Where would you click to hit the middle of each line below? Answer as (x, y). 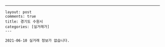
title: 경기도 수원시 (24, 22)
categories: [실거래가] (27, 27)
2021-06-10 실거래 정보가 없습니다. (37, 41)
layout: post (18, 12)
